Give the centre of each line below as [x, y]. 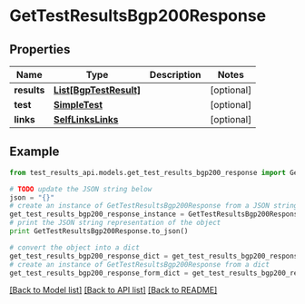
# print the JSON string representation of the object [115, 223]
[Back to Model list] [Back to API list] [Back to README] [113, 290]
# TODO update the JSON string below [81, 189]
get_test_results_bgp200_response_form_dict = [99, 273]
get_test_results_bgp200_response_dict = [89, 256]
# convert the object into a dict [75, 247]
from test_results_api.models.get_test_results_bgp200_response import [148, 172]
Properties [40, 49]
